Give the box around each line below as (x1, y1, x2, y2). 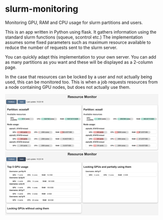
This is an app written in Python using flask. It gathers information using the (5, 29, 157, 35)
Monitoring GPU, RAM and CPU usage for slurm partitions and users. (5, 20, 143, 25)
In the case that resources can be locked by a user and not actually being (5, 74, 152, 80)
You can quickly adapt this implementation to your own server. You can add (5, 54, 157, 60)
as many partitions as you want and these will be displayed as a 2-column (5, 59, 153, 65)
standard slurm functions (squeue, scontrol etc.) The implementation (5, 34, 143, 40)
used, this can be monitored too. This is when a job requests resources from (5, 79, 158, 85)
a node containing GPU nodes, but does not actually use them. (5, 84, 130, 90)
